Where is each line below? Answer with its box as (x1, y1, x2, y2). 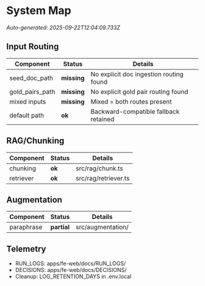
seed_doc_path (9, 74, 54, 82)
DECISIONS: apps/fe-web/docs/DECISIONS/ (15, 266, 127, 274)
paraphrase (9, 223, 43, 232)
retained (90, 115, 115, 123)
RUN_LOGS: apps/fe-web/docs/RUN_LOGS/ (15, 260, 126, 267)
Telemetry (6, 243, 46, 254)
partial (50, 223, 70, 232)
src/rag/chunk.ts (75, 164, 123, 173)
